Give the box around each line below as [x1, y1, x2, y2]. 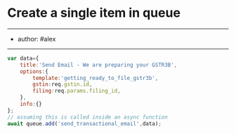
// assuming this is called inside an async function [7, 114, 169, 121]
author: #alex [17, 34, 56, 43]
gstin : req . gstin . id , [32, 81, 93, 88]
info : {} [20, 100, 42, 108]
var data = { [7, 55, 39, 62]
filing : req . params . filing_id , [32, 88, 121, 95]
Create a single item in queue [7, 5, 181, 21]
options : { [20, 68, 49, 75]
